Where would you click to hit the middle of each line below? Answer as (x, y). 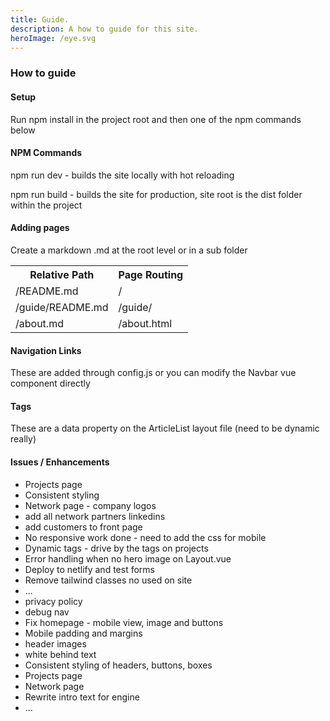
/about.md (39, 323)
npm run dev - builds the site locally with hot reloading (122, 175)
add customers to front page (83, 527)
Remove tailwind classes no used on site (108, 580)
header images (55, 643)
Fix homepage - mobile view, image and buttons (124, 622)
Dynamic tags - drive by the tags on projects (116, 548)
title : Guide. (40, 19)
